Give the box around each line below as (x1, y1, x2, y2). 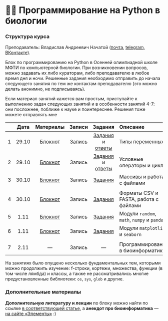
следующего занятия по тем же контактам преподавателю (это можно (5, 81, 157, 87)
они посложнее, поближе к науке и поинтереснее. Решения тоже (5, 106, 146, 112)
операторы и (119, 162, 151, 169)
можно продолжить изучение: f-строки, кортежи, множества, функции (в (5, 265, 163, 271)
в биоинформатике (119, 247, 166, 254)
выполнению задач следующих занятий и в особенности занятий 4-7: (5, 101, 155, 107)
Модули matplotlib (119, 225, 165, 232)
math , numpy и (119, 216, 149, 223)
